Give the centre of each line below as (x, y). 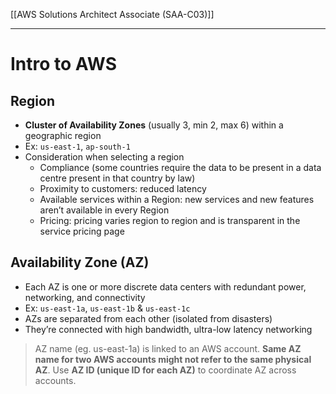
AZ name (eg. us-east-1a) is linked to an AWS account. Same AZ (168, 348)
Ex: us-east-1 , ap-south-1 (77, 146)
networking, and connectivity (85, 297)
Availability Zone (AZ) (80, 262)
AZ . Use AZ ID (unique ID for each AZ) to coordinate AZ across (165, 370)
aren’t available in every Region (104, 210)
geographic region (63, 135)
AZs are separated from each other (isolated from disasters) (148, 318)
